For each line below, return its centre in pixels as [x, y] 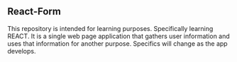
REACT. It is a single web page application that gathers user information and [119, 36]
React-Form [34, 12]
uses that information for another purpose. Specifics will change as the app [118, 43]
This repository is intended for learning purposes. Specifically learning [110, 28]
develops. [22, 51]
